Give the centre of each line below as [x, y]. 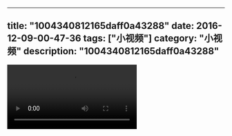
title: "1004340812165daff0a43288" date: [101, 26]
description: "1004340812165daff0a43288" [121, 51]
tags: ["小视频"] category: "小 [148, 38]
